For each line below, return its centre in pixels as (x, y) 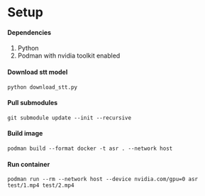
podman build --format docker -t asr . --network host (90, 148)
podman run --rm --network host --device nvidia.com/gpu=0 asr (103, 179)
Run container (29, 164)
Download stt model (38, 72)
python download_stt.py (43, 87)
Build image (25, 134)
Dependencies (29, 32)
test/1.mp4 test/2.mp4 (41, 185)
